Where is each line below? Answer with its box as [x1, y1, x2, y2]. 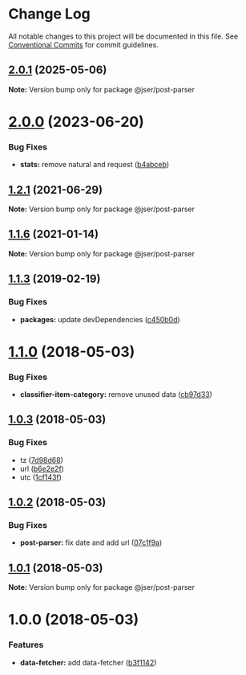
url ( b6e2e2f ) [19, 464, 64, 473]
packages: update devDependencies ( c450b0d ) [19, 314, 180, 324]
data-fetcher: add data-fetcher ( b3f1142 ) [19, 657, 157, 667]
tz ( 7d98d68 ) [19, 455, 64, 464]
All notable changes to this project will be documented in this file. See [8, 31, 239, 41]
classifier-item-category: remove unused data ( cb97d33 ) [19, 390, 212, 399]
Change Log [8, 5, 91, 23]
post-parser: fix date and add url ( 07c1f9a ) [19, 538, 163, 547]
